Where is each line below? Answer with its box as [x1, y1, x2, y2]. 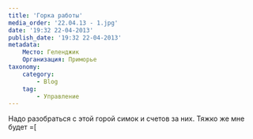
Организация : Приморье [22, 56, 97, 64]
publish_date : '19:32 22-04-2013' [8, 33, 123, 42]
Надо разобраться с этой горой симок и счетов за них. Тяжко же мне [8, 114, 245, 123]
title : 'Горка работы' [8, 11, 83, 20]
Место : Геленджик [22, 48, 80, 56]
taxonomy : [8, 63, 41, 71]
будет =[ [8, 122, 37, 132]
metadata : [8, 41, 41, 49]
